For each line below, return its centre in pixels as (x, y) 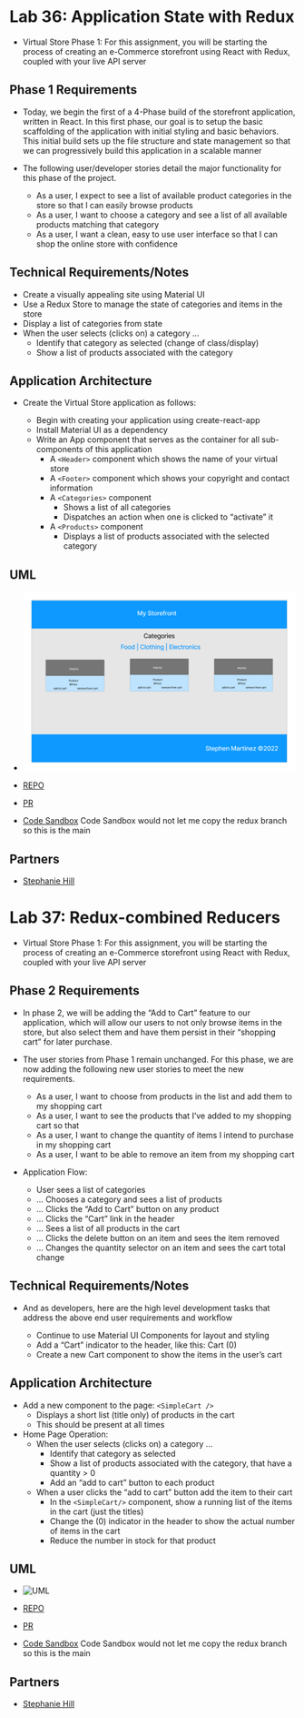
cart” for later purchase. (68, 1041)
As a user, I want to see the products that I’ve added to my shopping (164, 1116)
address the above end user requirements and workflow (127, 1318)
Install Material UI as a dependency (102, 430)
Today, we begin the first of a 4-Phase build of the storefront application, (159, 112)
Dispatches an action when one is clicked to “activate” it (168, 517)
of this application (118, 450)
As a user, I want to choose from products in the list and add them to (164, 1096)
